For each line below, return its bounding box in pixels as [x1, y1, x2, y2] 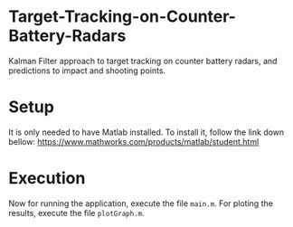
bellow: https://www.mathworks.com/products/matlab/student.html [8, 136, 260, 147]
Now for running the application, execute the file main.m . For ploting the [8, 197, 273, 209]
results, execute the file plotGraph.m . [8, 207, 146, 218]
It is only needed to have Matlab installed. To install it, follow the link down [8, 127, 285, 137]
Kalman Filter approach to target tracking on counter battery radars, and [8, 55, 278, 66]
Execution [8, 168, 86, 189]
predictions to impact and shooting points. [8, 65, 166, 76]
